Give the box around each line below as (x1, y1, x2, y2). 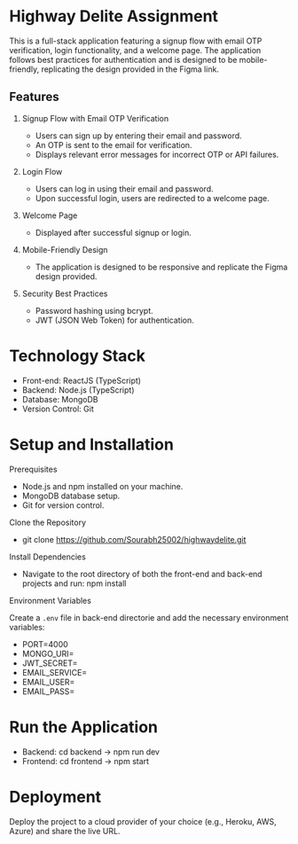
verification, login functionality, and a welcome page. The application (9, 44, 262, 55)
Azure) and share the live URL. (9, 825, 121, 836)
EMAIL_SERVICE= (21, 667, 88, 677)
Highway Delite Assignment (9, 6, 219, 27)
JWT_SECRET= (21, 658, 78, 668)
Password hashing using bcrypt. (35, 305, 153, 316)
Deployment (9, 786, 102, 807)
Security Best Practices (21, 288, 108, 299)
